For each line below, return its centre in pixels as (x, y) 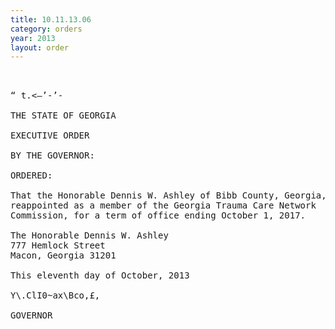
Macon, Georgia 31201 (63, 255)
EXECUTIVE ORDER (50, 135)
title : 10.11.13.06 (51, 19)
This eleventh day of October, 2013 (100, 275)
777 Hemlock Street (58, 245)
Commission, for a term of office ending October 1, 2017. (158, 215)
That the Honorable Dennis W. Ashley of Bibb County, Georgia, (168, 195)
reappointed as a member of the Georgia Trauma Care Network (163, 205)
